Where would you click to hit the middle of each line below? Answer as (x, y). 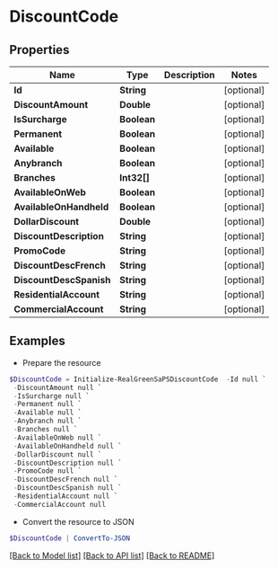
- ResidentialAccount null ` (65, 496)
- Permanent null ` (48, 405)
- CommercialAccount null (59, 504)
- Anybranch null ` (48, 421)
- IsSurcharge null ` (52, 396)
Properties (39, 50)
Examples (37, 341)
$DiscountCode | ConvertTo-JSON (69, 538)
